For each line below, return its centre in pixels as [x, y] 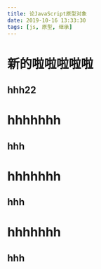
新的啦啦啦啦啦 [50, 64]
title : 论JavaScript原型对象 [47, 14]
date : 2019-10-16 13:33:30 [47, 20]
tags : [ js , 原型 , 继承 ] [40, 27]
